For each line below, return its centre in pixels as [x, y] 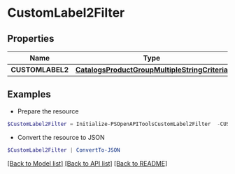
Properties [31, 39]
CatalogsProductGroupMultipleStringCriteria [152, 70]
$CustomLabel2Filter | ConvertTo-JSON [64, 150]
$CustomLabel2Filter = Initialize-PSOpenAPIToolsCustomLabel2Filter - [114, 124]
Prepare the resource [48, 111]
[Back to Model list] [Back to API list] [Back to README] [87, 163]
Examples [29, 94]
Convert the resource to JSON [61, 137]
